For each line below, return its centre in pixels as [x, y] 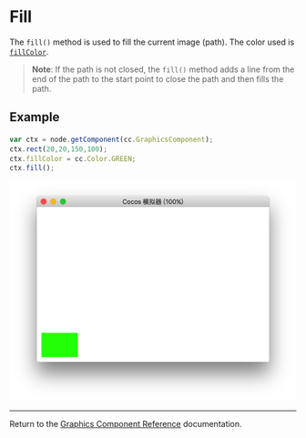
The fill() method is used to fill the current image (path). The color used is [152, 42]
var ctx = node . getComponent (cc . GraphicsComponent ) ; [112, 139]
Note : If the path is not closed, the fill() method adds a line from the [163, 69]
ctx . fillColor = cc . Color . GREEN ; [73, 158]
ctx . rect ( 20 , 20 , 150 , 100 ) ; [58, 149]
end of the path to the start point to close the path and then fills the [158, 78]
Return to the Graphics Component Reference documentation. [126, 423]
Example [35, 117]
